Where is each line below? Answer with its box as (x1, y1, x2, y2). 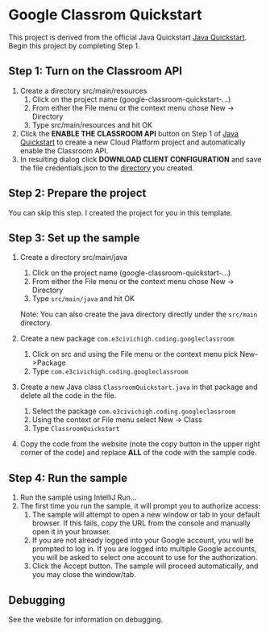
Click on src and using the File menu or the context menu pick (31, 349, 239, 359)
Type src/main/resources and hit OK (31, 119, 153, 130)
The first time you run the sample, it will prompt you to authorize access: (19, 501, 261, 511)
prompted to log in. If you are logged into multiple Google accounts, (31, 544, 257, 554)
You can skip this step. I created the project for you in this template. (8, 207, 233, 217)
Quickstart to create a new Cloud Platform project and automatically (19, 137, 246, 147)
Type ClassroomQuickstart (31, 424, 120, 433)
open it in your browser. (31, 527, 111, 537)
